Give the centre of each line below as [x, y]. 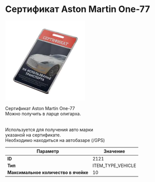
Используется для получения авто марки [49, 129]
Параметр [48, 151]
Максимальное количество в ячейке [48, 172]
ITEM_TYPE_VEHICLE [114, 165]
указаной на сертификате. [33, 135]
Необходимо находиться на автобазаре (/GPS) [55, 140]
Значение [115, 151]
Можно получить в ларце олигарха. [43, 113]
